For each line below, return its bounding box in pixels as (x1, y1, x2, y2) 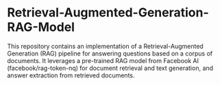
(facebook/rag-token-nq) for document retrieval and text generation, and (7, 64, 214, 72)
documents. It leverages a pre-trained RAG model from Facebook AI (7, 56, 199, 64)
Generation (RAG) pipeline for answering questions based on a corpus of (7, 49, 213, 58)
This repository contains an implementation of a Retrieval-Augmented (7, 42, 204, 50)
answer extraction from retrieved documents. (7, 71, 135, 80)
